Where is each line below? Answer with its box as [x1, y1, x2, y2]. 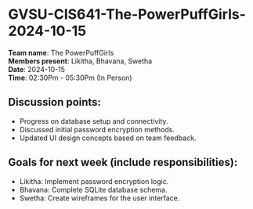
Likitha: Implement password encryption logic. [19, 176, 169, 186]
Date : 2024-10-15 [8, 64, 65, 74]
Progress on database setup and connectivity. [19, 116, 168, 126]
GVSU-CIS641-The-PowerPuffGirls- [8, 5, 247, 23]
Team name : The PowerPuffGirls [8, 48, 114, 57]
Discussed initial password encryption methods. [19, 124, 175, 134]
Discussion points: [8, 95, 102, 109]
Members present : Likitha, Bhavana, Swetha [8, 56, 153, 66]
